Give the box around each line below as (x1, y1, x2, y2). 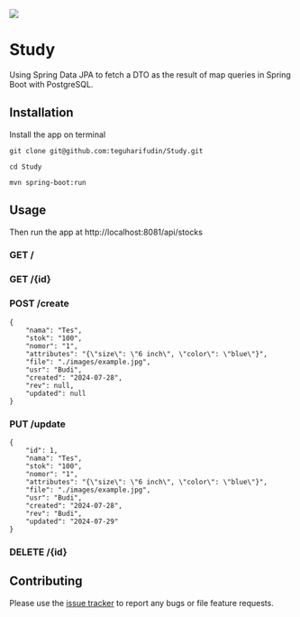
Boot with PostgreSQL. (9, 78, 94, 89)
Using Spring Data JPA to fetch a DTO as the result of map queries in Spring (9, 69, 291, 80)
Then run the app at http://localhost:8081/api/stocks (9, 226, 203, 237)
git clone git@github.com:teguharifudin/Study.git (9, 146, 204, 155)
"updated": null (25, 389, 87, 398)
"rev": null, (25, 381, 75, 390)
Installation (9, 105, 74, 121)
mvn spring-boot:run (9, 178, 87, 187)
